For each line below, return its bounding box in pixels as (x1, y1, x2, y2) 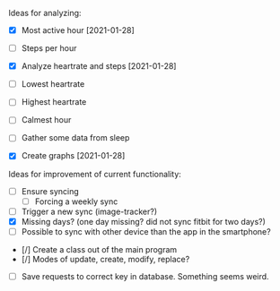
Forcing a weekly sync (34, 196, 118, 207)
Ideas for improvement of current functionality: (8, 168, 181, 179)
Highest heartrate (21, 97, 87, 107)
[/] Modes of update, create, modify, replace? (21, 253, 190, 264)
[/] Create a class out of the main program (21, 244, 178, 254)
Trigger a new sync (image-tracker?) (21, 206, 158, 217)
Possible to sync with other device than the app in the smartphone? (21, 226, 271, 236)
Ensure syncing (21, 185, 80, 196)
